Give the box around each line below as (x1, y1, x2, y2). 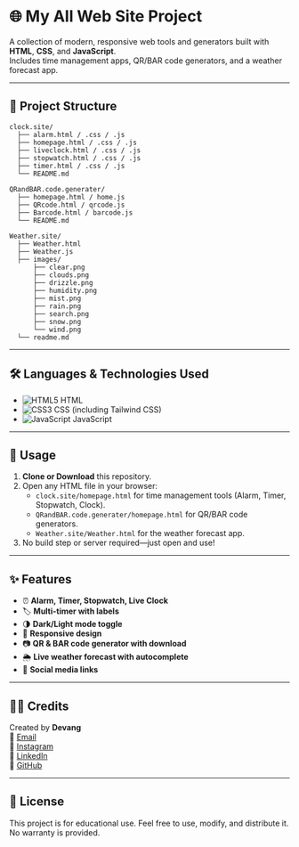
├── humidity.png (32, 286, 98, 295)
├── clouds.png (32, 270, 90, 280)
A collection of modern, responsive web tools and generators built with (9, 36, 270, 46)
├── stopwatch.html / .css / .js (17, 153, 141, 162)
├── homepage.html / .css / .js (17, 138, 138, 147)
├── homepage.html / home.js (17, 192, 125, 201)
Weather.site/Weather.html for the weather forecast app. (35, 528, 245, 539)
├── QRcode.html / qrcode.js (17, 200, 125, 209)
